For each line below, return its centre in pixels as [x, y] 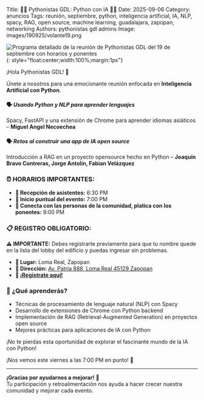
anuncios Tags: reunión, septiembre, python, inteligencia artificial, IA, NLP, [99, 16]
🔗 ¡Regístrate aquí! [39, 275]
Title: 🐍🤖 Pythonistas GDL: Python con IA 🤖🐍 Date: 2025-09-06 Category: [98, 9]
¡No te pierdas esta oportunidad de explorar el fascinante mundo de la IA [97, 342]
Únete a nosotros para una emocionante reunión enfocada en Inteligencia [99, 84]
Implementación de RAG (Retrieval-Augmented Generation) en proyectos [106, 317]
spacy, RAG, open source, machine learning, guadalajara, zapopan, [90, 22]
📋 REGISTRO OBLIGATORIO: [49, 228]
